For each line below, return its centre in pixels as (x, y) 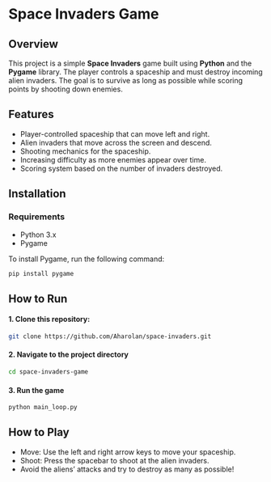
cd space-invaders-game (49, 372)
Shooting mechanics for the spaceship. (85, 151)
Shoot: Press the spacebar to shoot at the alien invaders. (114, 460)
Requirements (37, 217)
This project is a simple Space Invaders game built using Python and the (130, 63)
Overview (34, 44)
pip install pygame (41, 273)
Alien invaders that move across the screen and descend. (116, 142)
